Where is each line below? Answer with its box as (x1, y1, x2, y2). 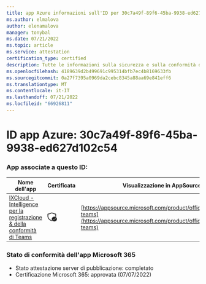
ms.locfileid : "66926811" (6, 101, 72, 107)
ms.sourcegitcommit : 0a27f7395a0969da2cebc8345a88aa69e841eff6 (6, 74, 172, 81)
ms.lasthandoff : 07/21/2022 (6, 94, 78, 101)
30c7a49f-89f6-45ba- (79, 128, 198, 142)
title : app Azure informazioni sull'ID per (6, 10, 120, 16)
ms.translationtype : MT (6, 81, 67, 87)
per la (9, 207, 24, 215)
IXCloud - (9, 194, 34, 202)
